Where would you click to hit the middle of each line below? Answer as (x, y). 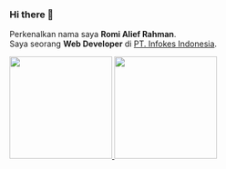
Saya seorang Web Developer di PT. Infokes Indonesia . (113, 44)
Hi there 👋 (32, 15)
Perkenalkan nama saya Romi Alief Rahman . (93, 35)
